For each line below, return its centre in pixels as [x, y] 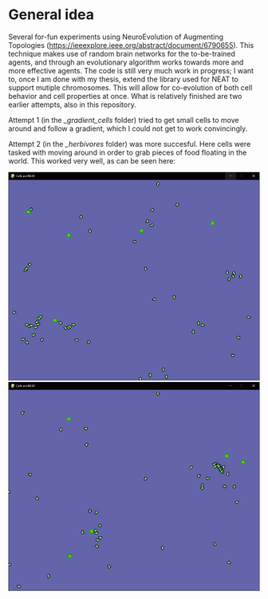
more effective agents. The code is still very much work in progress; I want [131, 70]
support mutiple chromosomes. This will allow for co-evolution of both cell [130, 87]
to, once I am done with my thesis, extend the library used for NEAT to [124, 79]
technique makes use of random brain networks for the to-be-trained [122, 53]
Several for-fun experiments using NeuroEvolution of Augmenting [116, 37]
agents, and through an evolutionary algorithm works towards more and [126, 62]
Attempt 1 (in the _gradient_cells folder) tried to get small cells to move [124, 120]
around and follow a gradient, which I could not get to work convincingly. [128, 128]
